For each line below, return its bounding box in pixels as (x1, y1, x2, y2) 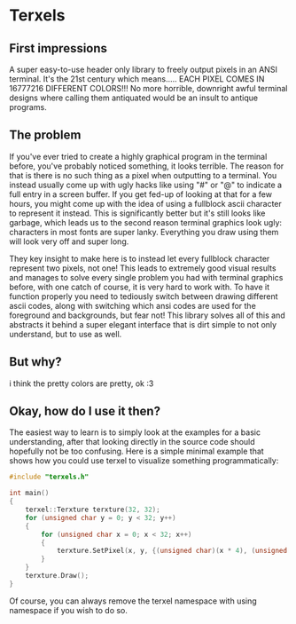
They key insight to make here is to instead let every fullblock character (9, 253, 270, 264)
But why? (9, 354, 62, 369)
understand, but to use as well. (9, 328, 122, 339)
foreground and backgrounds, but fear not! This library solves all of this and (9, 310, 285, 320)
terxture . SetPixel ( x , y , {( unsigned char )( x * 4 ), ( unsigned (56, 547, 288, 556)
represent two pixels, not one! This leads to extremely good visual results (9, 263, 277, 273)
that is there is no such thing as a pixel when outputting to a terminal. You (9, 170, 277, 180)
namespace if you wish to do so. (9, 604, 129, 615)
